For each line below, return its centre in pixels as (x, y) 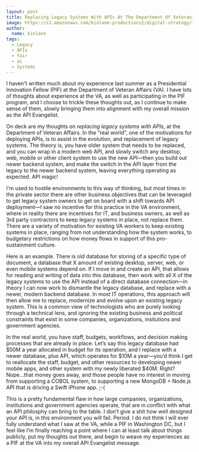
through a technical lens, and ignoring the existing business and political (94, 313)
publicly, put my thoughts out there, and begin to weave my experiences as (98, 437)
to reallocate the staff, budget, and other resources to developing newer (94, 363)
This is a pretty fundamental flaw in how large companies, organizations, (95, 399)
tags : (13, 39)
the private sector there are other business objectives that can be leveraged (99, 195)
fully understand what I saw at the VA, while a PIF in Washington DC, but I (96, 424)
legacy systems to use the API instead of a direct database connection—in (97, 281)
